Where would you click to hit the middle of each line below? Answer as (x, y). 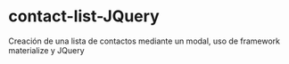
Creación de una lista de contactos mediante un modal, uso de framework (144, 41)
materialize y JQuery (47, 50)
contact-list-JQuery (84, 16)
